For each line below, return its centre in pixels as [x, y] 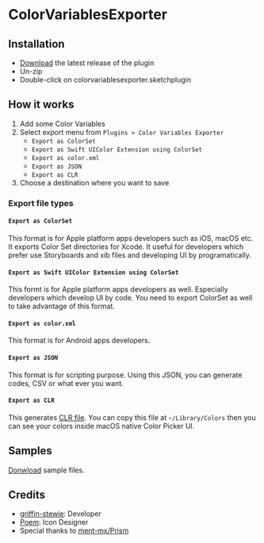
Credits [27, 494]
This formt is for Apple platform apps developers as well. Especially [118, 289]
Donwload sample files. [46, 470]
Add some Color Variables [62, 124]
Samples [31, 451]
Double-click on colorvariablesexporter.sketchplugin [105, 80]
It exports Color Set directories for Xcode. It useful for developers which [126, 247]
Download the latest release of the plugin [87, 63]
